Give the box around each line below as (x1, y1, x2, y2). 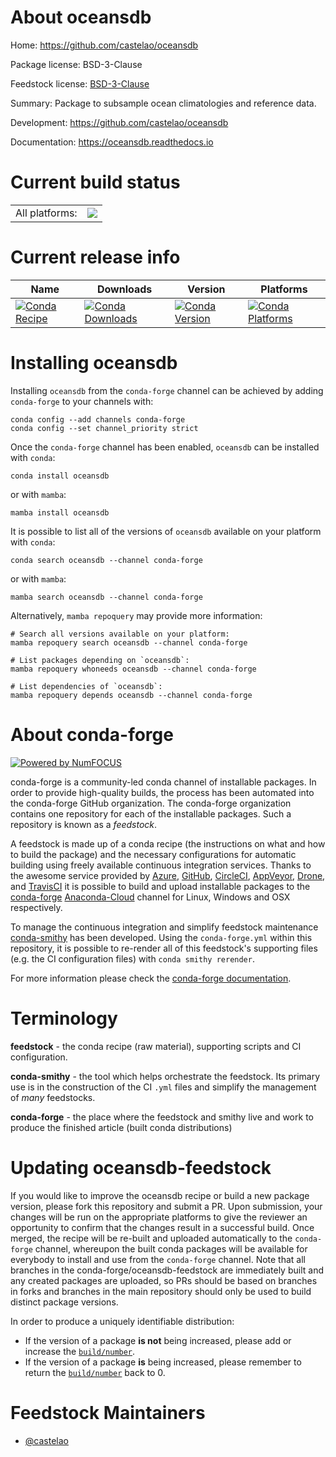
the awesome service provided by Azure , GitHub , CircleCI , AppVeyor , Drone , (10, 869, 326, 881)
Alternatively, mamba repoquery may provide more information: (10, 609, 263, 621)
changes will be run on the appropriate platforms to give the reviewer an (10, 1211, 308, 1223)
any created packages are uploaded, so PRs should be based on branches (10, 1274, 318, 1286)
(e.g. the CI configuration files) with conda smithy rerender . (10, 952, 255, 965)
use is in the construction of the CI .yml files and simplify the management (10, 1081, 317, 1093)
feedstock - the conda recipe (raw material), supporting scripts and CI (10, 1040, 302, 1052)
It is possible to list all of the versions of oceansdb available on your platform (10, 525, 322, 537)
